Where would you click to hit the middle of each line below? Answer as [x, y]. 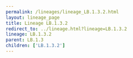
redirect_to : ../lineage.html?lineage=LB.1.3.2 [66, 29]
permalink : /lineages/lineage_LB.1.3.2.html [62, 12]
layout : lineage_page [33, 18]
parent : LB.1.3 [25, 40]
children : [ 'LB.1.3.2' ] [36, 46]
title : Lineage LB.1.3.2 [37, 23]
